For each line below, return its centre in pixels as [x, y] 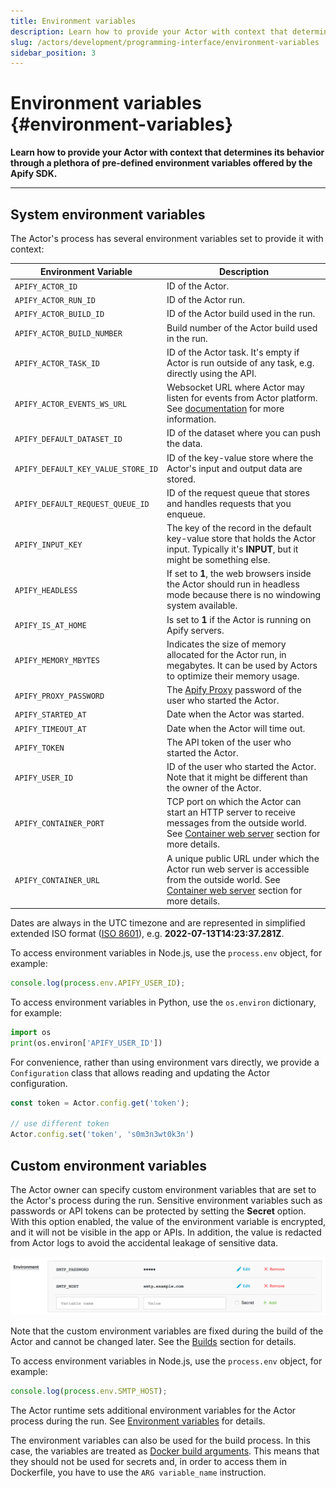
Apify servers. [195, 630]
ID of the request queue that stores [238, 492]
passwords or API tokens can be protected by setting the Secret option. [158, 1211]
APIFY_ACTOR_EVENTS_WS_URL [70, 404]
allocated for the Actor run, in [226, 654]
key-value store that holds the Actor [241, 538]
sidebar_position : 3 [53, 53]
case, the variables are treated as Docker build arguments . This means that [165, 1451]
